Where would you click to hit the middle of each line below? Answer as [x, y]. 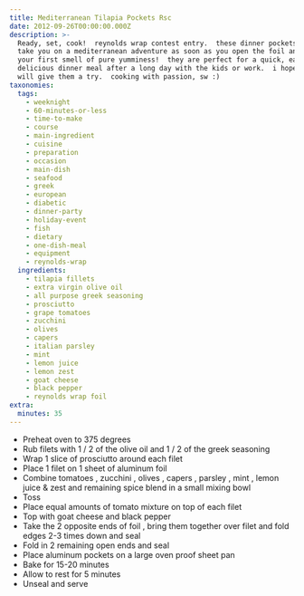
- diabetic [46, 203]
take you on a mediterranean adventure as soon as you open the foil [151, 52]
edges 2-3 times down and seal [81, 535]
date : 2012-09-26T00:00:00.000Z [70, 26]
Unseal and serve [55, 583]
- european [46, 195]
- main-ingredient [60, 136]
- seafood [44, 178]
